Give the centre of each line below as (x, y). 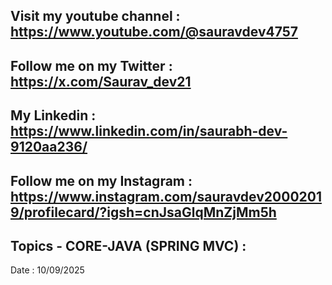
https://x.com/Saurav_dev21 (101, 81)
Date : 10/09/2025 (47, 270)
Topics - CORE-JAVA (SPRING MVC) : (128, 245)
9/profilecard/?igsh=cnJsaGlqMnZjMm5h (143, 212)
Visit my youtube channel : (95, 16)
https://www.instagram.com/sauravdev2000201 (166, 196)
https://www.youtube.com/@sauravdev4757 (154, 32)
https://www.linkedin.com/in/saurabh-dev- (149, 131)
